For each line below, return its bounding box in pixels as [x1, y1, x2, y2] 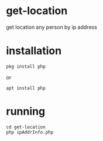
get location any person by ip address [6, 23, 98, 31]
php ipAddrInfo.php [6, 129, 54, 135]
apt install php [6, 85, 46, 91]
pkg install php [6, 63, 46, 69]
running [6, 105, 46, 118]
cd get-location [6, 124, 46, 130]
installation [6, 44, 62, 58]
